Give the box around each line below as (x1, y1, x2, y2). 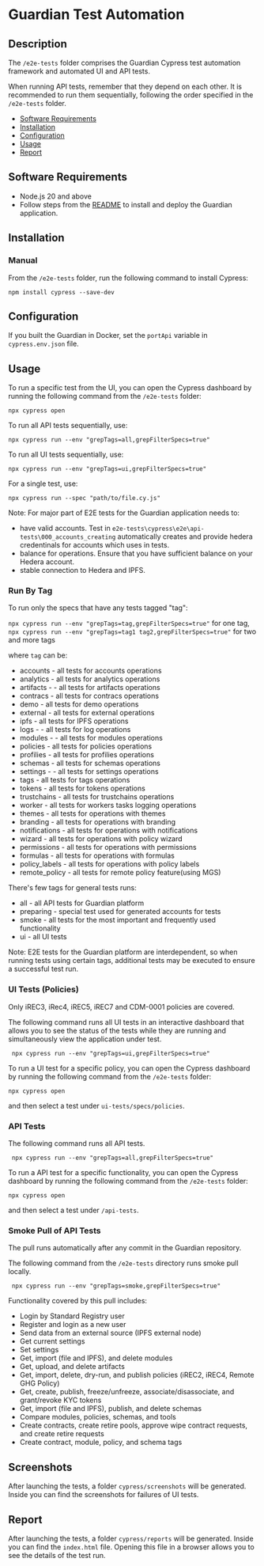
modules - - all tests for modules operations (19, 734, 164, 743)
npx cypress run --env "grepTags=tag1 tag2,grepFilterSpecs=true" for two (8, 627, 257, 636)
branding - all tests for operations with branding (19, 817, 176, 827)
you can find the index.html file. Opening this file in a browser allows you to (8, 1541, 255, 1552)
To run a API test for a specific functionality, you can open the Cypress (8, 1168, 239, 1177)
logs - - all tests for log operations (19, 725, 131, 734)
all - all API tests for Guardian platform (19, 898, 145, 908)
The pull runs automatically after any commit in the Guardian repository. (8, 1243, 242, 1253)
